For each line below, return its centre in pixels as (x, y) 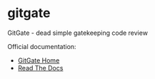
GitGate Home (39, 60)
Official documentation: (42, 46)
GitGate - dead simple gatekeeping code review (78, 33)
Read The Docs (40, 68)
